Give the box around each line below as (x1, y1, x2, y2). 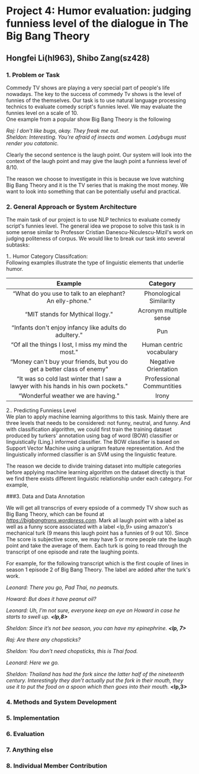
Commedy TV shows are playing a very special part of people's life (6, 84, 170, 91)
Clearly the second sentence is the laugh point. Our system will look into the (6, 151, 192, 158)
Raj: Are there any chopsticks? (6, 636, 81, 644)
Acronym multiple (137, 306, 187, 315)
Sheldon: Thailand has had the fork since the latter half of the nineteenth (6, 671, 185, 678)
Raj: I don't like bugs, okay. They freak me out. (6, 127, 120, 134)
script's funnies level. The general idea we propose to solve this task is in (6, 222, 185, 229)
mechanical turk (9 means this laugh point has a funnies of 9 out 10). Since (6, 529, 189, 537)
